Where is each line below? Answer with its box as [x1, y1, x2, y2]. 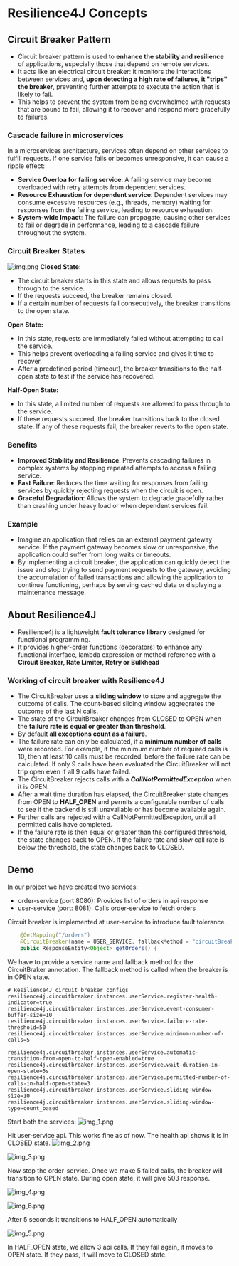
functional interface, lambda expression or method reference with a [17, 650, 216, 659]
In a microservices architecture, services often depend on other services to [7, 147, 228, 155]
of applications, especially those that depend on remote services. [17, 60, 210, 68]
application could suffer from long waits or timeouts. [17, 550, 171, 559]
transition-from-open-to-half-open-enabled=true [7, 1055, 154, 1062]
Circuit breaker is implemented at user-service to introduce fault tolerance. [7, 918, 227, 927]
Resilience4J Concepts [7, 5, 148, 21]
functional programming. [17, 635, 90, 643]
